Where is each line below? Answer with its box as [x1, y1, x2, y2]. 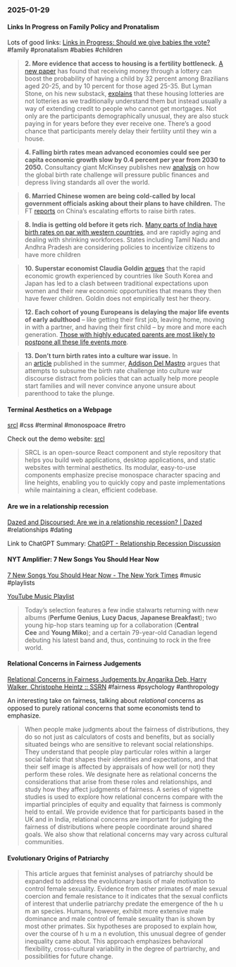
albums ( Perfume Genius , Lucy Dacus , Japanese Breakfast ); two [24, 613, 217, 622]
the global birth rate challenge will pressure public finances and [24, 171, 209, 179]
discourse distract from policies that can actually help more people [24, 374, 219, 383]
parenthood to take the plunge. [24, 389, 115, 398]
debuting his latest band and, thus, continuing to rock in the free [24, 636, 211, 644]
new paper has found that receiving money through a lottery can [24, 67, 212, 76]
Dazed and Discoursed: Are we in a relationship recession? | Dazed [7, 518, 202, 526]
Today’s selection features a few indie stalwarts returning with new [24, 605, 218, 614]
